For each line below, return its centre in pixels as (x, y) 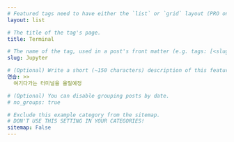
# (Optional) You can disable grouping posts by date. (88, 96)
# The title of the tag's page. (54, 33)
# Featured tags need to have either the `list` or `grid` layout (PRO (113, 14)
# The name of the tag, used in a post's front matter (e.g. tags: (107, 52)
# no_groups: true (34, 102)
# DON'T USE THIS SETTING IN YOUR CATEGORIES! (76, 121)
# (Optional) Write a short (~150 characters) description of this (107, 71)
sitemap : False (29, 128)
